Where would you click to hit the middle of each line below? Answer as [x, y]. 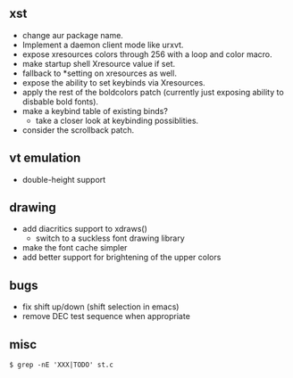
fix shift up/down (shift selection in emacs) [100, 307]
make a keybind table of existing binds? [95, 111]
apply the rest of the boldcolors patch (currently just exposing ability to [153, 92]
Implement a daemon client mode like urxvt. [103, 45]
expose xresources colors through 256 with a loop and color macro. [147, 54]
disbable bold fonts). [60, 102]
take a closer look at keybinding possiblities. [117, 120]
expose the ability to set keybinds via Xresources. [113, 82]
